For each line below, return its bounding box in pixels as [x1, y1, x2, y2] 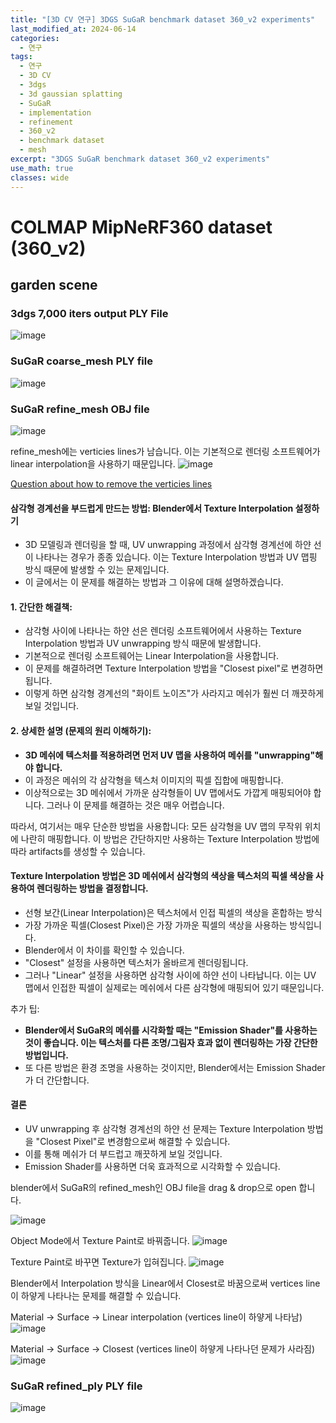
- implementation [19, 107, 92, 118]
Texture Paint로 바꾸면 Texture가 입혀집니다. [10, 1256, 187, 1268]
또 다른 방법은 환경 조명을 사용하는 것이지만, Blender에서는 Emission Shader [24, 1061, 326, 1073]
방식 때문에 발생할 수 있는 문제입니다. [24, 564, 170, 576]
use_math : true [10, 163, 74, 173]
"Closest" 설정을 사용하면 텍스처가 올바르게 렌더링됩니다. [24, 956, 249, 968]
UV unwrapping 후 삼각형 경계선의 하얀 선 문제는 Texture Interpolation [24, 1122, 305, 1135]
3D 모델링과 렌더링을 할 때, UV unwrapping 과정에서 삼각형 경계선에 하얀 [24, 539, 312, 551]
